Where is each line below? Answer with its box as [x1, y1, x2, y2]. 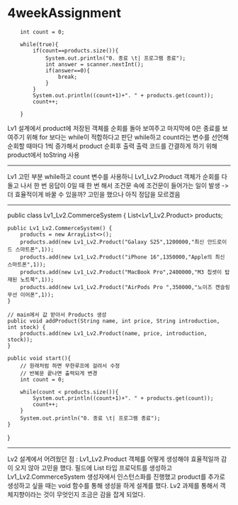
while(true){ [20, 40, 59, 48]
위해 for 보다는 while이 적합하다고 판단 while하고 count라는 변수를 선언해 [25, 133, 229, 141]
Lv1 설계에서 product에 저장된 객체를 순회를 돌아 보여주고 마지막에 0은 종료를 [7, 124, 221, 132]
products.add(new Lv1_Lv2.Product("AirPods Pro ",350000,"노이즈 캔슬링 [20, 283, 230, 290]
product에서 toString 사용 [7, 151, 80, 159]
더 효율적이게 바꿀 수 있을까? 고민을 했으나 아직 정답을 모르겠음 [7, 190, 181, 198]
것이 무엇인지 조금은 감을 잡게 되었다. [43, 490, 146, 499]
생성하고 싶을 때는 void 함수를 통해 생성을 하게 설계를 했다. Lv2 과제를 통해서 [7, 481, 219, 489]
